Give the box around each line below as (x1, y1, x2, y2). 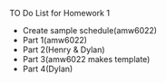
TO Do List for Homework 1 (9, 8, 111, 18)
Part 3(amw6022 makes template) (22, 54, 151, 64)
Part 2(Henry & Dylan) (22, 44, 106, 55)
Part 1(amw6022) (22, 35, 88, 45)
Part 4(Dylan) (22, 63, 73, 74)
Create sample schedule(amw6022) (22, 25, 157, 35)
